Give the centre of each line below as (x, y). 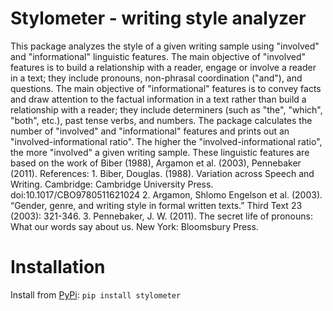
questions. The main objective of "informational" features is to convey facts (166, 88)
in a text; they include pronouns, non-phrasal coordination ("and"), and (156, 78)
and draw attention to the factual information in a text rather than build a (158, 99)
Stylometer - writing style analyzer (158, 18)
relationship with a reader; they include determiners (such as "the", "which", (166, 109)
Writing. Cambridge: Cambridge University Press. (112, 184)
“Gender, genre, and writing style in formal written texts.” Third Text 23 (156, 205)
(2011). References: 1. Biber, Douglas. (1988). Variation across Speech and (162, 173)
